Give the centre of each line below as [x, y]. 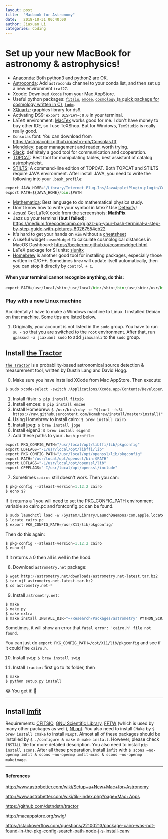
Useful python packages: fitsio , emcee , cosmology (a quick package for [86, 99]
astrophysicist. [28, 163]
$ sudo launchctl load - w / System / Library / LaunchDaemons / [67, 515]
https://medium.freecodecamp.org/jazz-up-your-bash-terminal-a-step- [86, 223]
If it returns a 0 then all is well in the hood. [49, 557]
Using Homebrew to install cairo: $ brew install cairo [69, 419]
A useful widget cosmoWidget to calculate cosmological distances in [82, 239]
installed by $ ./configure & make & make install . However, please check [82, 739]
